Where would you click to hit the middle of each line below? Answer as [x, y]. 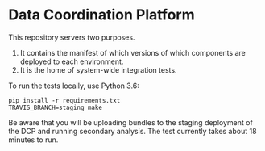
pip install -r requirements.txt [64, 100]
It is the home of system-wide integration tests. [98, 69]
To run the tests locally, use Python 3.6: [74, 86]
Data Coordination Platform [101, 15]
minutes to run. [33, 140]
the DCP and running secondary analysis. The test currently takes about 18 [132, 131]
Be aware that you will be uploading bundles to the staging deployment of [131, 122]
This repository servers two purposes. [72, 37]
